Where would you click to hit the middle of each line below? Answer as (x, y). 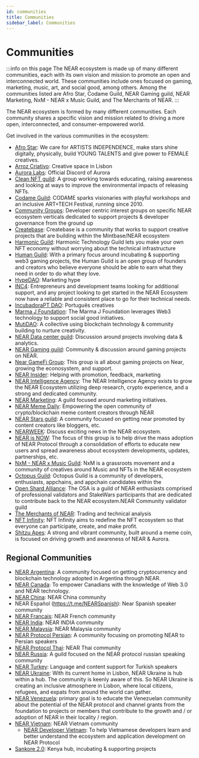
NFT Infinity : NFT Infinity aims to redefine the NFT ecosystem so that (99, 520)
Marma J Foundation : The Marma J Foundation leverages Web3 (93, 312)
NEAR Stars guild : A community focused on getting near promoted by (100, 419)
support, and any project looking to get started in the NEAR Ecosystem (101, 292)
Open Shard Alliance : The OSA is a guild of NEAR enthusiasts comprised (103, 489)
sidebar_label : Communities (41, 23)
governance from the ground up (54, 223)
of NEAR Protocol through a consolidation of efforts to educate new (97, 444)
